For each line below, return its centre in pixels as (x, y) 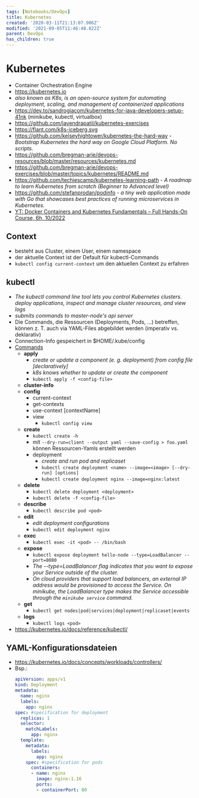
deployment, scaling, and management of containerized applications (99, 104)
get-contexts (48, 404)
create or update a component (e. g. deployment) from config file (113, 360)
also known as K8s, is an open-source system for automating (90, 98)
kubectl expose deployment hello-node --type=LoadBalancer (107, 555)
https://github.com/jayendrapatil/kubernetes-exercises (82, 123)
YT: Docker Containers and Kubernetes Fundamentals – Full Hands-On (101, 211)
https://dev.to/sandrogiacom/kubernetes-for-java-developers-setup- (99, 110)
